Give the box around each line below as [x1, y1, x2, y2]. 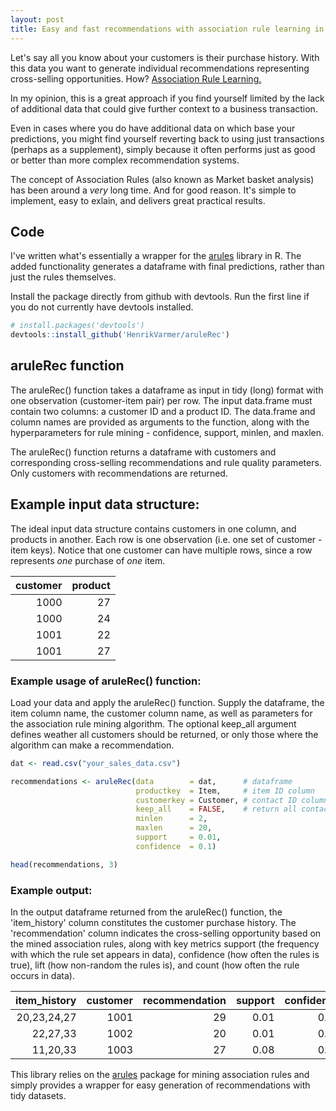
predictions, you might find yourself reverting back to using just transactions [10, 132, 325, 145]
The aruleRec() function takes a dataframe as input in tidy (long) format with [10, 384, 324, 396]
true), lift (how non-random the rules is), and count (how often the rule [10, 959, 300, 971]
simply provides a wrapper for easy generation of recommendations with [10, 1079, 311, 1091]
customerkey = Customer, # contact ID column [135, 795, 329, 805]
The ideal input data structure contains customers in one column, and [10, 522, 297, 535]
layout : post [10, 14, 65, 25]
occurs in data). [10, 970, 75, 982]
